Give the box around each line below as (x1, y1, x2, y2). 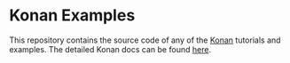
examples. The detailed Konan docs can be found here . (9, 43, 211, 54)
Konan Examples (9, 5, 136, 26)
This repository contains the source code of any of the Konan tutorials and (9, 35, 281, 45)
